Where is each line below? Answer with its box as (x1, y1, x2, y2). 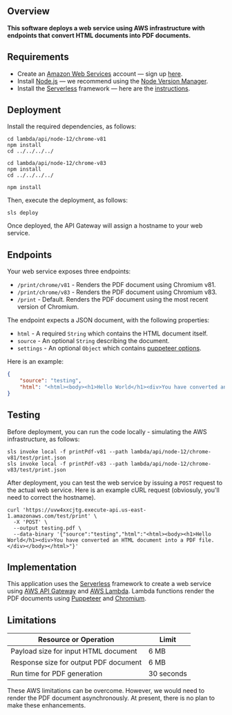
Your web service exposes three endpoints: (7, 267, 131, 275)
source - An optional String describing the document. (17, 337, 170, 345)
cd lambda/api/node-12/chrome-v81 (7, 136, 107, 143)
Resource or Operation (37, 635, 115, 645)
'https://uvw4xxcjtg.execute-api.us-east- (22, 507, 147, 513)
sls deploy (7, 210, 39, 217)
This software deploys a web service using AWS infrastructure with (7, 23, 205, 32)
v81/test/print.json (7, 454, 67, 461)
